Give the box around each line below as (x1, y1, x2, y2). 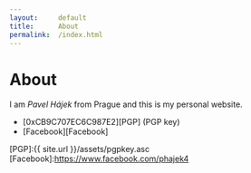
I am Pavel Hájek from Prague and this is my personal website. (9, 99, 243, 110)
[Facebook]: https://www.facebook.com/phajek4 (9, 153, 189, 164)
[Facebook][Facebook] (22, 126, 109, 137)
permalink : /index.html (9, 30, 103, 39)
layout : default (9, 13, 88, 23)
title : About (9, 22, 79, 31)
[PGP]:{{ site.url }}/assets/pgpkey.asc (9, 144, 150, 155)
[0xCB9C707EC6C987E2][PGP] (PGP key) (22, 117, 180, 128)
